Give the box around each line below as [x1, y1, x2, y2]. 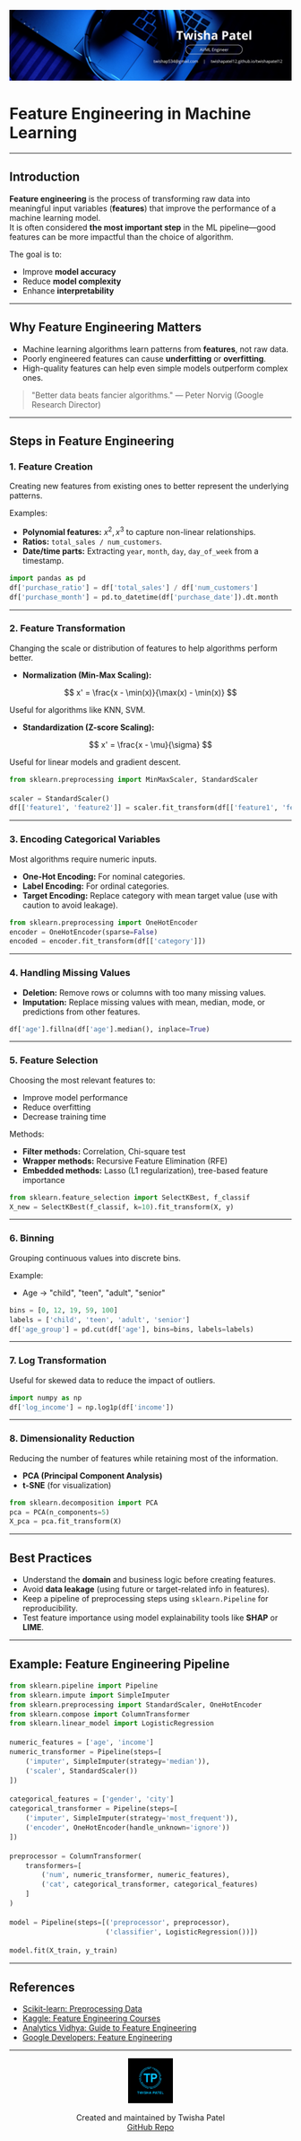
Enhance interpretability [21, 285, 115, 296]
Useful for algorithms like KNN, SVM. [9, 704, 146, 715]
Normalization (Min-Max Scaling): [21, 670, 152, 680]
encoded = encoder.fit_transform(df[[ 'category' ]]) [9, 937, 206, 946]
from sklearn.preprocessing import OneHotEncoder [9, 917, 199, 927]
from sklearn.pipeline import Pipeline [9, 1680, 159, 1690]
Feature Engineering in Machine [9, 104, 252, 124]
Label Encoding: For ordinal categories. [21, 881, 170, 891]
